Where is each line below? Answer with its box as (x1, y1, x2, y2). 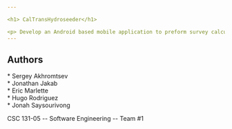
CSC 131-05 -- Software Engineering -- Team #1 (7, 115, 144, 123)
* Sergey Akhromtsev (7, 72, 68, 80)
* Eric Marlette (7, 86, 48, 95)
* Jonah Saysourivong (7, 101, 70, 110)
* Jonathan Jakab (7, 80, 58, 88)
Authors (7, 54, 43, 65)
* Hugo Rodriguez (7, 94, 59, 102)
